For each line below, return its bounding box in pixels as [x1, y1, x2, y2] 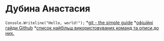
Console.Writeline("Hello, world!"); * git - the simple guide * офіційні [5, 19, 153, 25]
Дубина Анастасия [5, 3, 90, 14]
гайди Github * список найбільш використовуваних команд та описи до [5, 24, 159, 30]
